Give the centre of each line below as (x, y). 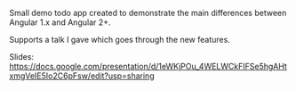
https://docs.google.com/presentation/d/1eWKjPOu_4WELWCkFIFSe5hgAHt (148, 66)
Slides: (21, 57)
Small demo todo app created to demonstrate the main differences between (148, 13)
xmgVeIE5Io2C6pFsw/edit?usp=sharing (82, 76)
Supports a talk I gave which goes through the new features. (120, 40)
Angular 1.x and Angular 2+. (60, 22)
